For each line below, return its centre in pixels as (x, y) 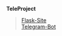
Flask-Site (34, 20)
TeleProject (21, 9)
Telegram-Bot (39, 27)
